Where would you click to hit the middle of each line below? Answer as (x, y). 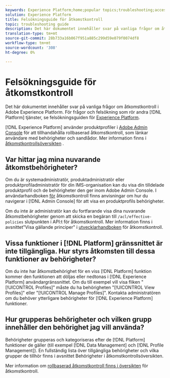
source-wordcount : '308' (31, 48)
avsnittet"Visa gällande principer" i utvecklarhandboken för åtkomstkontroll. (84, 227)
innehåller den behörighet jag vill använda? (75, 328)
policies (14, 222)
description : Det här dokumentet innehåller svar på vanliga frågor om (82, 29)
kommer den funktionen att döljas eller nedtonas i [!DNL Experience (76, 277)
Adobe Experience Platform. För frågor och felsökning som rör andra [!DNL (83, 112)
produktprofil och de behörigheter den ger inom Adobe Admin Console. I (81, 190)
